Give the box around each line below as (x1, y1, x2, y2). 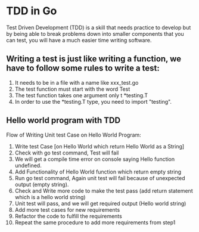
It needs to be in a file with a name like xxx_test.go (14, 79, 139, 86)
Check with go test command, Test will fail (14, 149, 119, 156)
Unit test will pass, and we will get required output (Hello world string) (14, 200, 186, 207)
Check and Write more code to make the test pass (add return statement (14, 187, 193, 194)
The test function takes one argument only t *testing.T (14, 91, 148, 99)
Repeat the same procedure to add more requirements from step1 (14, 219, 176, 226)
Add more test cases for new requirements (14, 206, 120, 213)
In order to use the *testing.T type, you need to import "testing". (14, 98, 172, 105)
